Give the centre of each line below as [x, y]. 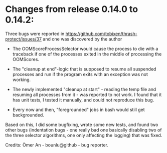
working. [22, 79]
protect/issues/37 [23, 39]
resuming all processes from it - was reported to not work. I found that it [87, 94]
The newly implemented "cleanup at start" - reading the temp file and [84, 89]
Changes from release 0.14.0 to [72, 9]
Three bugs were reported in [35, 33]
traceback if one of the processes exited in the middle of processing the [87, 54]
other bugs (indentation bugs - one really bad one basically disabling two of [83, 130]
